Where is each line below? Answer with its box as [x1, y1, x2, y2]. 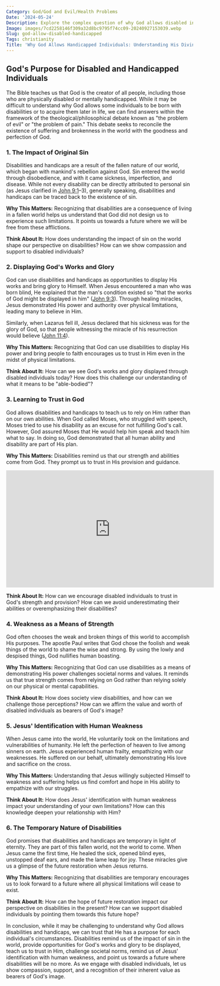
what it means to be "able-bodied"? [6, 380, 93, 387]
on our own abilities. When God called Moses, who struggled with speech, [6, 415, 188, 422]
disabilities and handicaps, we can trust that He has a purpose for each [6, 929, 180, 936]
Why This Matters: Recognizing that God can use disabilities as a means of [6, 663, 191, 671]
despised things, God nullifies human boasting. [6, 652, 121, 659]
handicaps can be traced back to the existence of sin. [6, 193, 138, 200]
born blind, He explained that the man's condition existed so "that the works [6, 289, 192, 296]
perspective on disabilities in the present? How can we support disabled [6, 904, 183, 912]
